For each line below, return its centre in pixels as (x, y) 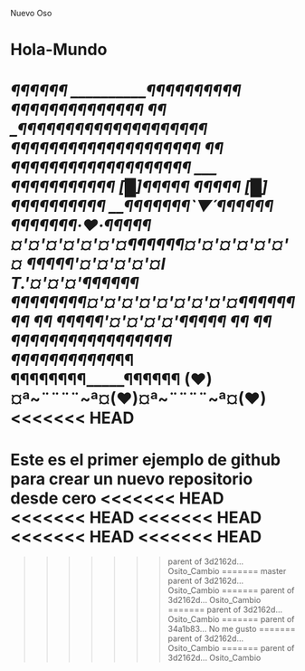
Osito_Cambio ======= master (227, 571)
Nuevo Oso (31, 13)
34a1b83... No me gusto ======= (232, 629)
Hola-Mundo (59, 50)
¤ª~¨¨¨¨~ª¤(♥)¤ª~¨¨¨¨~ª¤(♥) (138, 399)
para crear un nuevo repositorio (132, 479)
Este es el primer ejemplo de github (146, 460)
